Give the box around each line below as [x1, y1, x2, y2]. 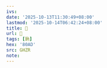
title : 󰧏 [6, 25, 28, 31]
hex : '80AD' [6, 42, 36, 48]
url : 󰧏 [6, 31, 23, 37]
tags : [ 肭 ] [6, 36, 33, 42]
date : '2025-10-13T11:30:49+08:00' [6, 14, 95, 20]
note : [6, 53, 20, 59]
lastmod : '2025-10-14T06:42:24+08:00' [6, 20, 103, 25]
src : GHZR [6, 47, 31, 53]
